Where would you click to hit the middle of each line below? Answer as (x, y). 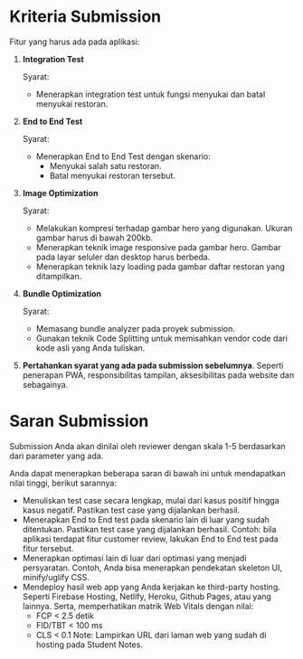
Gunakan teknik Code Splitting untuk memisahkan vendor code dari (161, 338)
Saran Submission (79, 421)
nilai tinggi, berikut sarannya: (63, 483)
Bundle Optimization (62, 293)
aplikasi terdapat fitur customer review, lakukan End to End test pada (150, 539)
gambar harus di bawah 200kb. (95, 238)
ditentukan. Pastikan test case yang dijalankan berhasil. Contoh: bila (149, 529)
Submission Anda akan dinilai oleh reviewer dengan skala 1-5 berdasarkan (148, 446)
